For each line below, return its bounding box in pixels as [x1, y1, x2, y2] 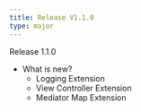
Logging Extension [35, 73, 105, 83]
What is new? [22, 64, 73, 74]
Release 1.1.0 [9, 46, 57, 56]
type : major [9, 22, 54, 30]
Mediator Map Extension [35, 91, 127, 103]
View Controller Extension [35, 82, 132, 93]
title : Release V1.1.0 [9, 13, 94, 22]
